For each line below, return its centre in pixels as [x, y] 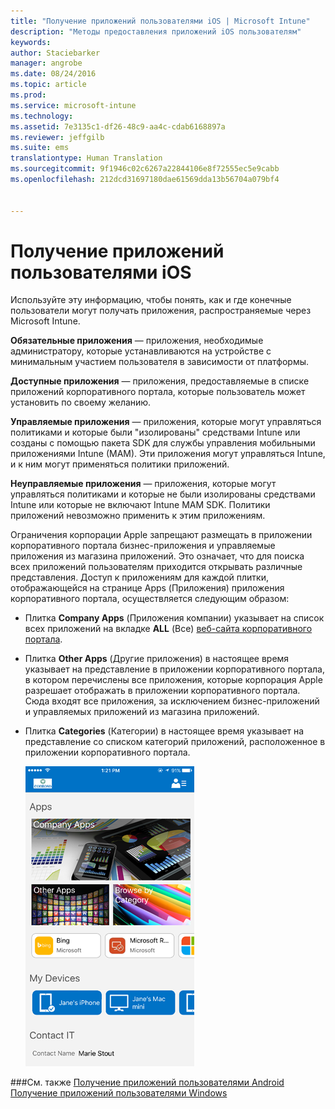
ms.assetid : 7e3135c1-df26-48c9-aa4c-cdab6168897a [118, 126]
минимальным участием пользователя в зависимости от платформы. [160, 362]
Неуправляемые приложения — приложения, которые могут [143, 484]
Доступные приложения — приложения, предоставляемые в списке [160, 381]
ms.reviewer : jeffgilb [57, 137]
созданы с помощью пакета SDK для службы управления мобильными [163, 443]
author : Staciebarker [55, 53]
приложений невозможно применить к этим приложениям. [138, 516]
